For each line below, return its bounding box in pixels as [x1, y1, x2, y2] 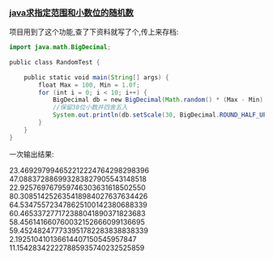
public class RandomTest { [9, 58, 100, 66]
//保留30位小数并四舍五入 [52, 104, 128, 112]
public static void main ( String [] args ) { [23, 73, 169, 82]
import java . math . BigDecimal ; [9, 43, 112, 52]
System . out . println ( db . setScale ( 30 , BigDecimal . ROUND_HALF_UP [52, 111, 267, 119]
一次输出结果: [9, 149, 55, 159]
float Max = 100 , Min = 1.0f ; [38, 81, 140, 89]
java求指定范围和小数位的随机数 [9, 6, 134, 18]
